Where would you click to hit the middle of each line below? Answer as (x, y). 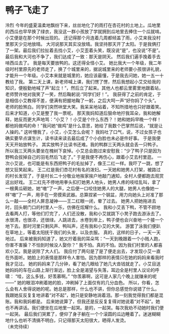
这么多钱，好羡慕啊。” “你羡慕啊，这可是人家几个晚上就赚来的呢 (91, 276)
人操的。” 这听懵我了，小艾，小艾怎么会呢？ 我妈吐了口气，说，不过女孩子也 (83, 132)
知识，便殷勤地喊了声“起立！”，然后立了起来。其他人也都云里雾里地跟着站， (84, 88)
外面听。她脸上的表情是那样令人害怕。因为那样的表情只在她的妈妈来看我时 (87, 257)
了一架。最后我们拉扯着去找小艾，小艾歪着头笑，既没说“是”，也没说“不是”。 (84, 50)
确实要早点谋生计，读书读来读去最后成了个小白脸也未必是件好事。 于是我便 (83, 138)
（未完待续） (18, 326)
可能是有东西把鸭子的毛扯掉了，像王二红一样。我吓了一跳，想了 (98, 163)
